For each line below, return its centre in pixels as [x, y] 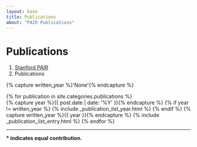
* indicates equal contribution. [44, 138]
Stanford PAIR [31, 67]
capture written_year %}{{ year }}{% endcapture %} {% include [83, 115]
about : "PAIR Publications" [40, 22]
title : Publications [31, 17]
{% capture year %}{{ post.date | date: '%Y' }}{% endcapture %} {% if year [97, 102]
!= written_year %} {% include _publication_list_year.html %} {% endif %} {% [98, 109]
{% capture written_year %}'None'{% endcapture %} [70, 85]
